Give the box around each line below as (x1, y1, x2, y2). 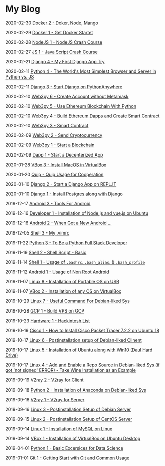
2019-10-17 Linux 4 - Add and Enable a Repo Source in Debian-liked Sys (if (5, 362, 160, 368)
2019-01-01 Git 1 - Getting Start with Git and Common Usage (5, 455, 130, 461)
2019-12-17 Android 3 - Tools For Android (5, 200, 91, 206)
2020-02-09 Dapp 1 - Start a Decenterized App (5, 151, 103, 158)
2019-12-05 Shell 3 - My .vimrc (5, 229, 70, 236)
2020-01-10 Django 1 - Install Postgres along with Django (5, 191, 123, 197)
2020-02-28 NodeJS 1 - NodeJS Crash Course (5, 39, 103, 45)
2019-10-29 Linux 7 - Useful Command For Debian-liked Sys (5, 298, 130, 304)
